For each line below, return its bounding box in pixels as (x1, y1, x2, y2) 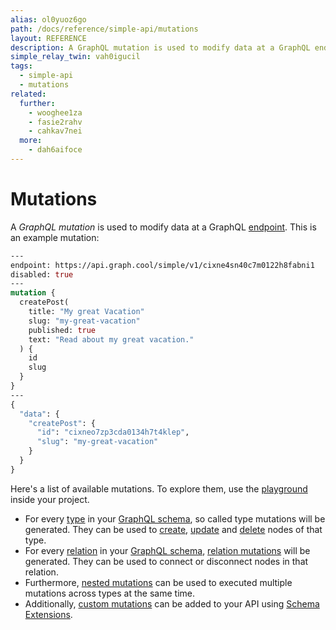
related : (10, 89, 47, 99)
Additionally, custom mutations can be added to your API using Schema (24, 597, 320, 610)
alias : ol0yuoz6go (10, 14, 87, 25)
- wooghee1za (28, 107, 83, 118)
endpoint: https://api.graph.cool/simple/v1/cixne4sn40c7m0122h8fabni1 (10, 260, 315, 270)
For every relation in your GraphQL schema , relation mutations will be (24, 544, 311, 556)
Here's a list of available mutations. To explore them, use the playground (10, 482, 308, 495)
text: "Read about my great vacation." (28, 334, 195, 345)
